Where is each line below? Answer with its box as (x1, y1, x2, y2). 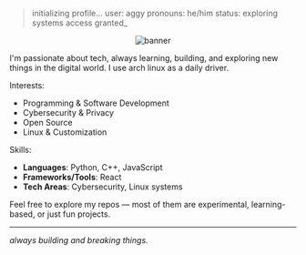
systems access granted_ (31, 17, 127, 28)
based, (9, 209, 36, 219)
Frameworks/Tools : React (22, 172, 122, 182)
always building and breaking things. (9, 235, 148, 245)
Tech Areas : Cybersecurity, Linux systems (22, 181, 184, 192)
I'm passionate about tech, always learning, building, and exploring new (9, 53, 279, 63)
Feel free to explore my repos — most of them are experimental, (9, 199, 250, 209)
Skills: (9, 145, 32, 155)
